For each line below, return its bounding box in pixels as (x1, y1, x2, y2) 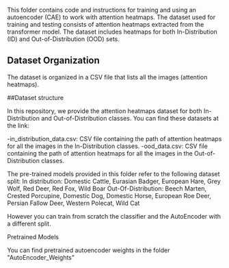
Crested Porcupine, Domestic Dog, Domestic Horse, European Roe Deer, (7, 191, 212, 199)
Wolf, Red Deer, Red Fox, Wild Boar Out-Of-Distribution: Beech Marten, (7, 184, 207, 193)
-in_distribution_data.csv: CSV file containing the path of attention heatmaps (7, 134, 222, 143)
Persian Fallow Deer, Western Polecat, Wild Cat (7, 199, 140, 207)
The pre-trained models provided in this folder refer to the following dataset (7, 169, 220, 178)
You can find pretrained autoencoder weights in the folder (7, 246, 170, 254)
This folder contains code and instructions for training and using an (7, 6, 197, 14)
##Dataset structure (7, 93, 64, 101)
